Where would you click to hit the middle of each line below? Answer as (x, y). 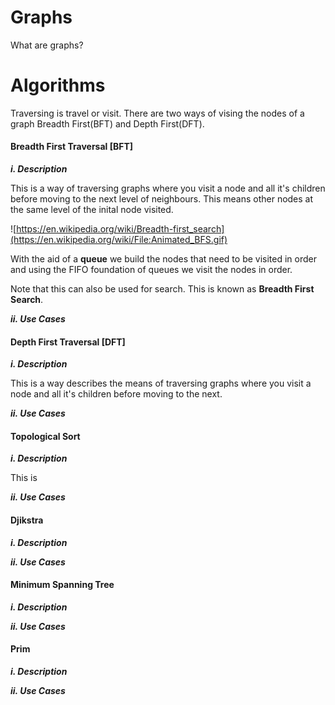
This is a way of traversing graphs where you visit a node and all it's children (168, 188)
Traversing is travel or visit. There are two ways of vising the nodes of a (157, 113)
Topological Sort (45, 436)
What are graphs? (47, 45)
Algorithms (58, 85)
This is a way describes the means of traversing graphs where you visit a (161, 383)
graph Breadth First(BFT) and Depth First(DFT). (107, 123)
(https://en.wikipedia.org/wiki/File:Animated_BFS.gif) (119, 240)
